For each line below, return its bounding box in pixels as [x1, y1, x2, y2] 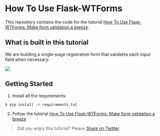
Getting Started [5, 80, 53, 88]
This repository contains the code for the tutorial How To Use [5, 19, 128, 25]
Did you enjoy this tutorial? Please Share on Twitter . [17, 125, 120, 131]
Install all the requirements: [12, 93, 67, 98]
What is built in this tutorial [5, 39, 89, 47]
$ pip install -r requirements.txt [5, 102, 78, 107]
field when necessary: [5, 57, 50, 62]
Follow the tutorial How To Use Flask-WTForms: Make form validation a [12, 111, 155, 117]
